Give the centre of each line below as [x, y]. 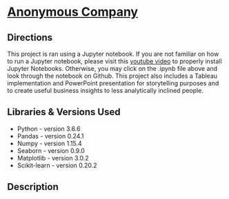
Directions [30, 38]
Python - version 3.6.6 [49, 129]
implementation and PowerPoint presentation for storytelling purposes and [113, 83]
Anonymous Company [73, 12]
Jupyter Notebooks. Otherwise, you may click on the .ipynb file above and [112, 69]
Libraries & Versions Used [64, 112]
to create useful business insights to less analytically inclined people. [105, 91]
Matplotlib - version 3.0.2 [53, 158]
